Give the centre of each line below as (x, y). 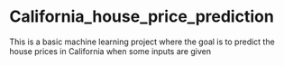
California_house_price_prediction (142, 17)
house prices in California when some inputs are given (110, 51)
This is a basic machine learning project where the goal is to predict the (142, 42)
